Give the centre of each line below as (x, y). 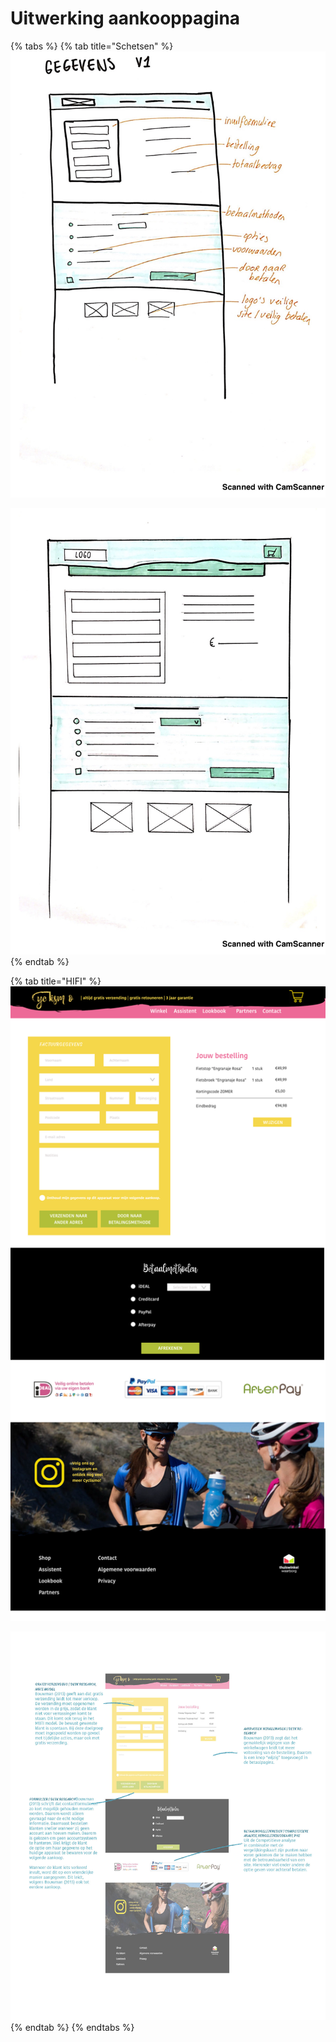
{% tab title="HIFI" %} (56, 981)
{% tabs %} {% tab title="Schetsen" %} (92, 46)
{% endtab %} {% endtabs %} (72, 2028)
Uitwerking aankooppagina (125, 18)
